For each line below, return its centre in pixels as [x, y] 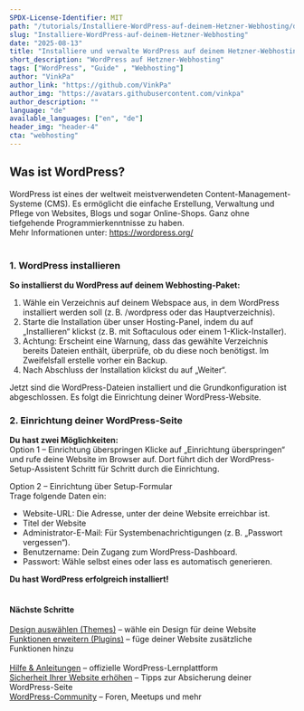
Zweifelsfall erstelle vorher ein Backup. [95, 360]
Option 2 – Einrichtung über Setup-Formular [91, 487]
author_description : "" [54, 102]
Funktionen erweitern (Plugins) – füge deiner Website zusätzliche [131, 640]
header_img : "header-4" [54, 128]
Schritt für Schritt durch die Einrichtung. [145, 469]
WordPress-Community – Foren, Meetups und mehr [105, 697]
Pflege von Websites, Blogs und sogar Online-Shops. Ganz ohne [130, 213]
